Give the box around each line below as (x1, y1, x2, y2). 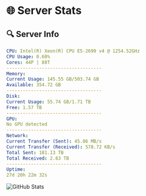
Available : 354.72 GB (6, 82, 61, 88)
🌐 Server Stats (6, 4, 82, 18)
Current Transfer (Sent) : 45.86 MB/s (6, 138, 102, 144)
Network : (6, 133, 29, 139)
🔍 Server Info (6, 29, 60, 39)
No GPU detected (6, 121, 47, 127)
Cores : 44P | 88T (6, 59, 50, 66)
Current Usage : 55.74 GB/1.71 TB (6, 98, 91, 105)
